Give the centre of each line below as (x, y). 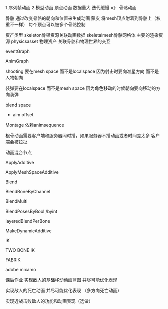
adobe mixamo (21, 270)
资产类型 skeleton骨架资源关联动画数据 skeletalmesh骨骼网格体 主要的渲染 (82, 35)
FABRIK (13, 260)
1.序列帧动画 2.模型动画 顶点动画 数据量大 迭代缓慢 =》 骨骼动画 (71, 7)
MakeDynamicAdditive (28, 231)
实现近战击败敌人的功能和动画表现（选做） (49, 301)
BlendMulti (16, 201)
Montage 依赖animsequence (35, 125)
